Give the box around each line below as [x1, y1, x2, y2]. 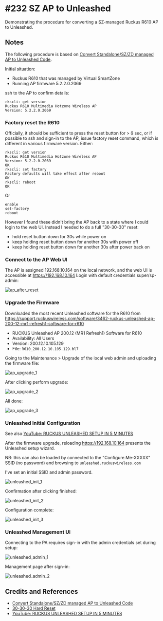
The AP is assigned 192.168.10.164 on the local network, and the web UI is [5, 267, 152, 273]
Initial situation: [5, 66, 36, 72]
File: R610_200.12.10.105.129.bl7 [12, 345, 79, 351]
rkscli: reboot [5, 180, 36, 185]
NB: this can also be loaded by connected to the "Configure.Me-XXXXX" [5, 454, 151, 460]
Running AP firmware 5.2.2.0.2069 [12, 80, 82, 86]
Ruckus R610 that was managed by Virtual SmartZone [12, 75, 120, 81]
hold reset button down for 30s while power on [12, 234, 107, 240]
